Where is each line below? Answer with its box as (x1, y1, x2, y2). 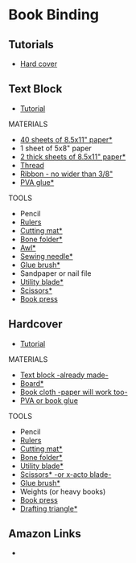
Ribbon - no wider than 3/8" (19, 169, 113, 179)
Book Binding (8, 6, 99, 24)
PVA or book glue (19, 396, 79, 405)
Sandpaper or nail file (19, 268, 92, 278)
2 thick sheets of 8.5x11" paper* (19, 151, 126, 162)
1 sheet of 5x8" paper (19, 143, 93, 153)
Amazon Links (8, 527, 82, 540)
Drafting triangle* (19, 503, 78, 513)
